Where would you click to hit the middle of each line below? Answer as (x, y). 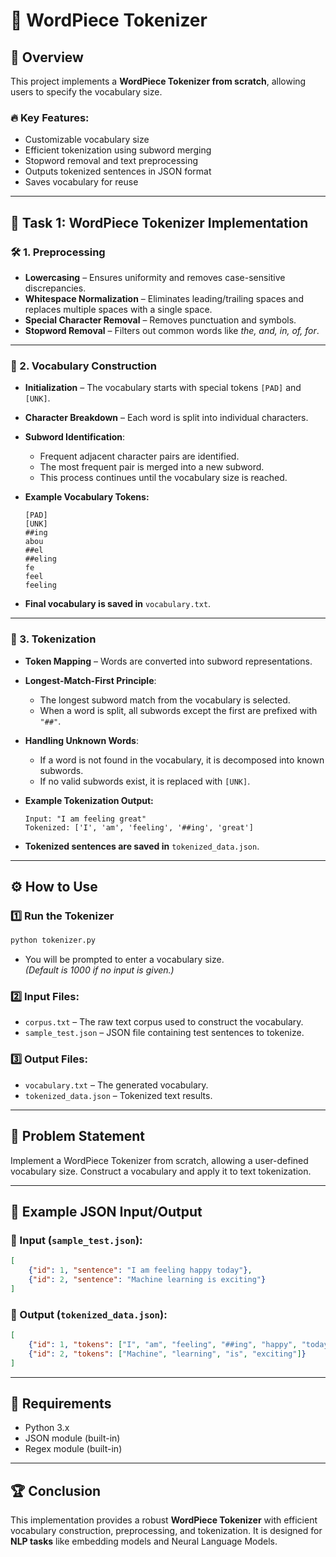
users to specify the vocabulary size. (86, 92)
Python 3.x (47, 1428)
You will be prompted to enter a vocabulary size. (124, 960)
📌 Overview (47, 57)
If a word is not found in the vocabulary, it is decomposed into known (182, 760)
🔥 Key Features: (50, 117)
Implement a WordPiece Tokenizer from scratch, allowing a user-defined (159, 1160)
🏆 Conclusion (56, 1490)
